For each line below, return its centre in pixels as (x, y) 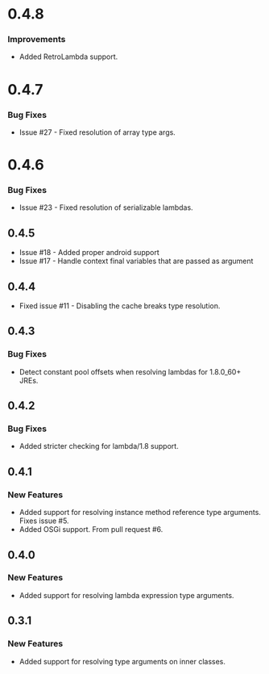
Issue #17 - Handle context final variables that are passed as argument (136, 261)
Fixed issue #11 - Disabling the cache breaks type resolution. (120, 306)
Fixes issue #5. (44, 521)
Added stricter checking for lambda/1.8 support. (99, 446)
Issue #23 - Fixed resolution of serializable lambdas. (106, 207)
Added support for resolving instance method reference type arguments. (140, 513)
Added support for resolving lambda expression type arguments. (126, 595)
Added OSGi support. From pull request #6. (91, 530)
